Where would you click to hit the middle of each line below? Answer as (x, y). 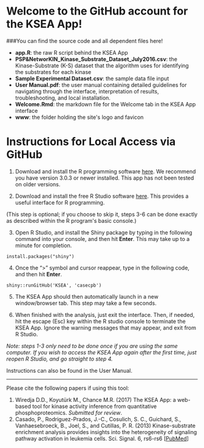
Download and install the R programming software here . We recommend (105, 171)
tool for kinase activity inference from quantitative (94, 406)
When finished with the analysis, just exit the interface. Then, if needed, (105, 314)
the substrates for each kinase (53, 72)
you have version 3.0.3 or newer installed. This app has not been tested (104, 178)
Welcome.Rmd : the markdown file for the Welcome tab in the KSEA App (105, 104)
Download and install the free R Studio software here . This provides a (102, 196)
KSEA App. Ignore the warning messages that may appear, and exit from (105, 328)
